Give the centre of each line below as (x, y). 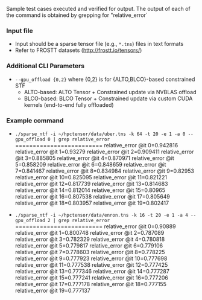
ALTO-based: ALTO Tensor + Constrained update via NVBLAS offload (110, 92)
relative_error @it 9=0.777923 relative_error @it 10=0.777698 (91, 258)
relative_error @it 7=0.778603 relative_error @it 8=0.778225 (90, 252)
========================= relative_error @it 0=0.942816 (96, 145)
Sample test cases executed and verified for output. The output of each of (99, 9)
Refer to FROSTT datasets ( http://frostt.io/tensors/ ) (78, 50)
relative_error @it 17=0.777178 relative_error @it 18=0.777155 (91, 284)
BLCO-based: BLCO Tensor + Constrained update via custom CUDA (108, 98)
